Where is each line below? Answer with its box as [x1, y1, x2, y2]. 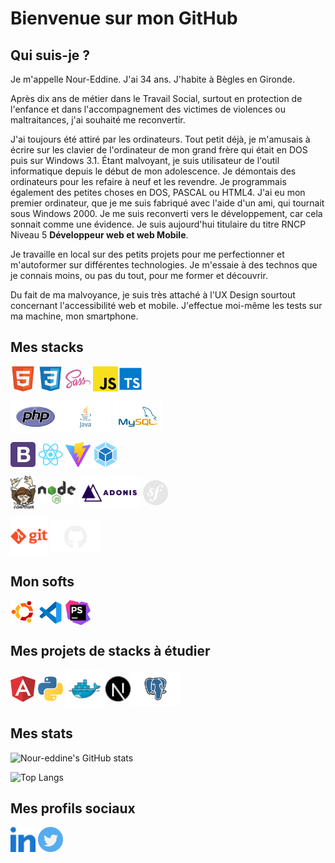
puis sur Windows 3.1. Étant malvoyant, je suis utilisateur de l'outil [10, 155, 280, 166]
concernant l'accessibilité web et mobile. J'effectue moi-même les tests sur [10, 300, 323, 311]
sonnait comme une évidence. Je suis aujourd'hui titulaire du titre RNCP [10, 218, 307, 230]
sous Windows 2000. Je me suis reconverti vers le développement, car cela [10, 208, 323, 219]
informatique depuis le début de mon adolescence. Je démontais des [10, 165, 297, 177]
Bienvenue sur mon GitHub [10, 7, 238, 30]
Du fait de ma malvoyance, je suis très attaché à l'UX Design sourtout [10, 289, 296, 301]
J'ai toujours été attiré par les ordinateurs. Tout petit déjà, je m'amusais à [10, 133, 311, 145]
